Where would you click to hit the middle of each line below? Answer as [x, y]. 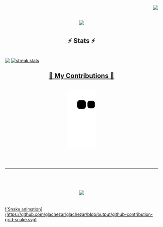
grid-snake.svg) [21, 219]
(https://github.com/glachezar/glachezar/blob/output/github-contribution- [79, 214]
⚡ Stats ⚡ [81, 41]
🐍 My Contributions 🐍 [81, 76]
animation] [32, 209]
